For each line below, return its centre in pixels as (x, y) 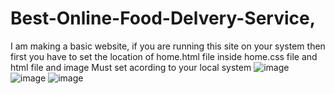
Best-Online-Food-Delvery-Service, (163, 18)
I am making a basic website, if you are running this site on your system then (168, 46)
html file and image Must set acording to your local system (131, 67)
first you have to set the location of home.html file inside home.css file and (164, 56)
